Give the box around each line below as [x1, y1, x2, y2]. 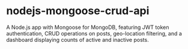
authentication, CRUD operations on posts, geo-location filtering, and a [6, 30, 182, 37]
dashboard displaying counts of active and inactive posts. [6, 36, 149, 43]
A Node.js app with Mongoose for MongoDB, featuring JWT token [6, 24, 169, 31]
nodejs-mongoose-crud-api [6, 4, 150, 18]
